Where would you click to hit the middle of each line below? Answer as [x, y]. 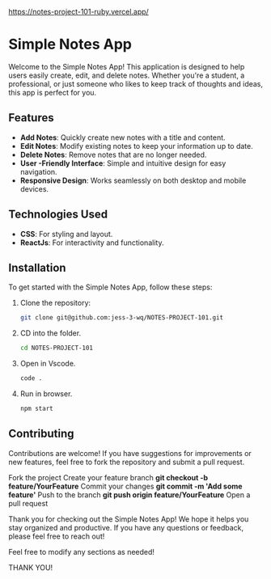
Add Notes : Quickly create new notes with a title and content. [123, 137]
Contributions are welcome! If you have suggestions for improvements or [130, 453]
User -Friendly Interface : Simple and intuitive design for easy [123, 163]
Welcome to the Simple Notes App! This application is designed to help [127, 66]
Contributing [41, 434]
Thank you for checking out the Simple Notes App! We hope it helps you [129, 519]
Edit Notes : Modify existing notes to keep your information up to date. [136, 146]
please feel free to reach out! [57, 536]
